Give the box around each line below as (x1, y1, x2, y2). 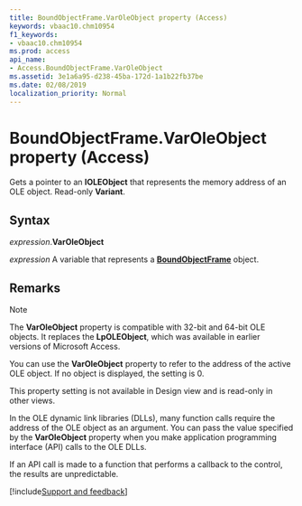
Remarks (9, 280, 61, 295)
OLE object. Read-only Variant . (9, 186, 126, 197)
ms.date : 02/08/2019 (9, 80, 87, 89)
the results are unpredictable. (9, 469, 119, 480)
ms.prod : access (9, 47, 70, 56)
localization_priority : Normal (9, 89, 127, 98)
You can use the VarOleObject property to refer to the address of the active (9, 359, 291, 370)
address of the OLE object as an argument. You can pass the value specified (9, 422, 294, 434)
